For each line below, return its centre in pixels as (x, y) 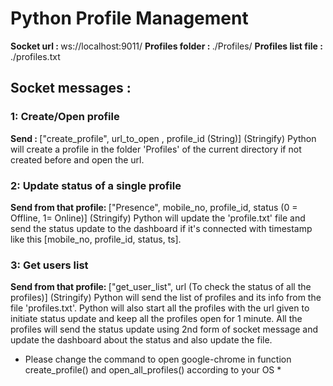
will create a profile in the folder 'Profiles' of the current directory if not (156, 149)
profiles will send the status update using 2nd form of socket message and (164, 329)
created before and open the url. (77, 159)
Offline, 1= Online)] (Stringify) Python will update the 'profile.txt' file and (158, 218)
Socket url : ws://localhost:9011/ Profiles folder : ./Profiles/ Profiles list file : (166, 46)
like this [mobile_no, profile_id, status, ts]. (96, 239)
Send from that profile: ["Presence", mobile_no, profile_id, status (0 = (154, 207)
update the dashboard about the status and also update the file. (141, 340)
